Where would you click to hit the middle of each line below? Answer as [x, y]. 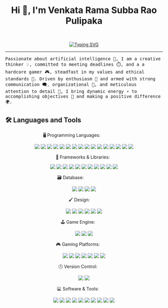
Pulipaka [84, 21]
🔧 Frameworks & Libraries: [83, 157]
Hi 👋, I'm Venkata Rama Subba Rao [84, 10]
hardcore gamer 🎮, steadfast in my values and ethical [75, 72]
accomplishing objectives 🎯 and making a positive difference [83, 96]
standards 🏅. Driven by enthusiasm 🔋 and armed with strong [80, 79]
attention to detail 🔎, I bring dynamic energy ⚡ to [71, 91]
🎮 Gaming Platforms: [78, 244]
